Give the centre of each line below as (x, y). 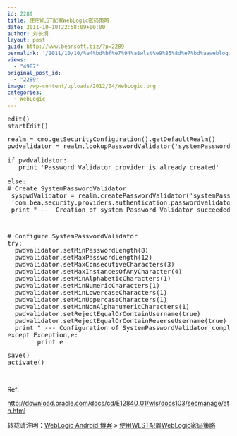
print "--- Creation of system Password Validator (102, 210)
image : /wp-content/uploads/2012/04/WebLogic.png (82, 86)
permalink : (23, 54)
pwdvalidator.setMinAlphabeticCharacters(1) (93, 278)
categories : (25, 92)
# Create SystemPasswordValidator (67, 189)
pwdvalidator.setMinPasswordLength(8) (82, 250)
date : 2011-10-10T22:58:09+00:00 (56, 27)
